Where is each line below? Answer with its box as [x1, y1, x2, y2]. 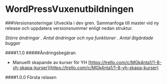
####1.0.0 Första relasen [5, 74, 57, 80]
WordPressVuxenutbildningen [5, 3, 134, 15]
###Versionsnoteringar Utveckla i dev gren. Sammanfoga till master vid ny [5, 20, 159, 26]
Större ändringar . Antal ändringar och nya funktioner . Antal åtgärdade [5, 35, 154, 41]
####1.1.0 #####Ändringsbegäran [5, 50, 76, 56]
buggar [5, 40, 21, 46]
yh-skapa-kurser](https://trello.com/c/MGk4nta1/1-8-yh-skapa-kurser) [12, 65, 159, 71]
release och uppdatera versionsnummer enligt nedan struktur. [5, 25, 133, 31]
